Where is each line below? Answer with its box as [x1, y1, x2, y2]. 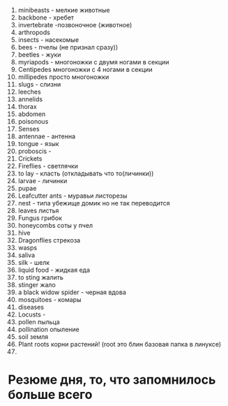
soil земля [17, 333, 48, 341]
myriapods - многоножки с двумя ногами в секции [17, 58, 169, 66]
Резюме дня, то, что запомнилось [8, 372, 216, 388]
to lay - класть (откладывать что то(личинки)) [17, 169, 154, 177]
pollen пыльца [17, 318, 60, 326]
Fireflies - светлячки [17, 162, 79, 170]
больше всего [8, 387, 93, 403]
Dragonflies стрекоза [17, 236, 81, 244]
